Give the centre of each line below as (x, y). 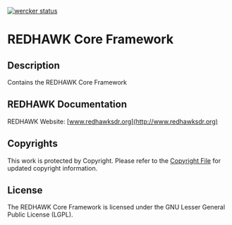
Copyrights (32, 144)
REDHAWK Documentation (67, 105)
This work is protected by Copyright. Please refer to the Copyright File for (114, 160)
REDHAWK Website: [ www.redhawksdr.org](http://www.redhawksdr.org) (113, 121)
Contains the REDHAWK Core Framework (67, 82)
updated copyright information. (53, 168)
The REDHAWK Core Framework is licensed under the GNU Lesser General (116, 207)
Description (33, 65)
